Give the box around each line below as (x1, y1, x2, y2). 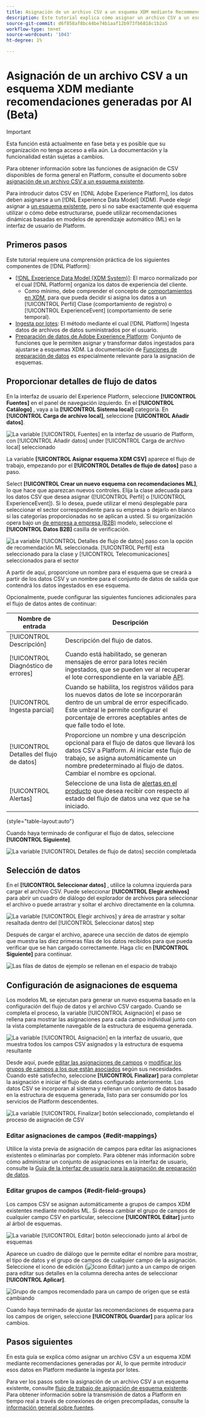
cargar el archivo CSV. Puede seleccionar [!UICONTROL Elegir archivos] (6, 888, 190, 895)
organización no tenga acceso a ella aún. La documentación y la (6, 146, 168, 153)
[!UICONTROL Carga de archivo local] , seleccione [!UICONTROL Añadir (6, 412, 190, 419)
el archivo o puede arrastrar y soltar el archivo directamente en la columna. (6, 901, 195, 908)
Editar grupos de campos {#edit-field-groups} (6, 1186, 146, 1195)
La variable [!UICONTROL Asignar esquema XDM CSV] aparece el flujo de (6, 455, 195, 462)
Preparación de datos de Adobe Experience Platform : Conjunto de (15, 332, 182, 340)
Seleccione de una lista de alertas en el (65, 779, 178, 787)
